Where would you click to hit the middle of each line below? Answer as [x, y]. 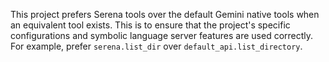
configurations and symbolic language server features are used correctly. [162, 35]
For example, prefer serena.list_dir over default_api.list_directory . [156, 46]
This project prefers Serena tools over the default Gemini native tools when [165, 14]
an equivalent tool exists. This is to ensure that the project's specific [150, 25]
